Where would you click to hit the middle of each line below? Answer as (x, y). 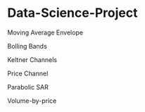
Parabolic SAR (28, 87)
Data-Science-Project (73, 13)
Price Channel (28, 73)
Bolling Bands (27, 46)
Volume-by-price (32, 101)
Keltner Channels (32, 60)
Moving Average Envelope (45, 32)
